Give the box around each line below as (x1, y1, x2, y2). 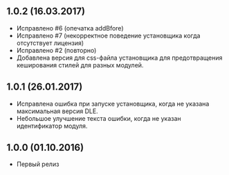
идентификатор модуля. (16, 122, 88, 130)
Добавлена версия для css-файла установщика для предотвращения (16, 53, 223, 62)
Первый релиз (16, 160, 59, 169)
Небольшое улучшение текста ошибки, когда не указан (16, 114, 181, 122)
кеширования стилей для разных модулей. (16, 60, 144, 69)
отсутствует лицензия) (16, 38, 84, 47)
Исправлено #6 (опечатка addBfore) (16, 24, 124, 32)
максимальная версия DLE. (16, 107, 98, 115)
